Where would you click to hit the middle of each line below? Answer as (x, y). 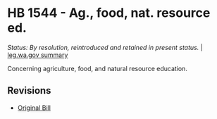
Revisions (29, 90)
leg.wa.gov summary (38, 55)
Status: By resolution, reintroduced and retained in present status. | (105, 47)
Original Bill (34, 108)
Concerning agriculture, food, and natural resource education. (98, 68)
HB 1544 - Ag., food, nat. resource (109, 13)
